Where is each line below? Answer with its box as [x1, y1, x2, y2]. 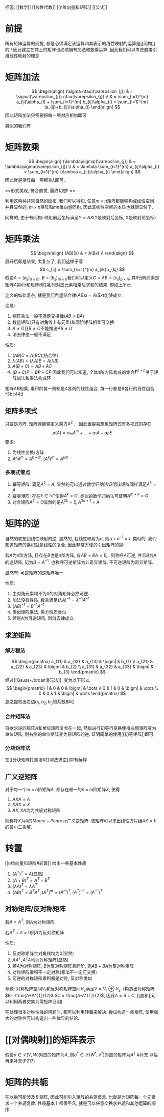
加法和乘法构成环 [16, 375, 51, 381]
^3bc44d [5, 391, 23, 397]
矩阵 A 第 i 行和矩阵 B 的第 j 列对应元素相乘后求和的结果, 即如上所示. [5, 281, 133, 287]
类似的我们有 [5, 122, 31, 129]
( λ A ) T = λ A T [12, 882, 38, 889]
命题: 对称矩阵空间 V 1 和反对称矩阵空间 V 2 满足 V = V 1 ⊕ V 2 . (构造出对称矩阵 [5, 985, 155, 993]
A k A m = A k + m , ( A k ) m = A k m [12, 455, 69, 462]
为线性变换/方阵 [12, 449, 44, 455]
